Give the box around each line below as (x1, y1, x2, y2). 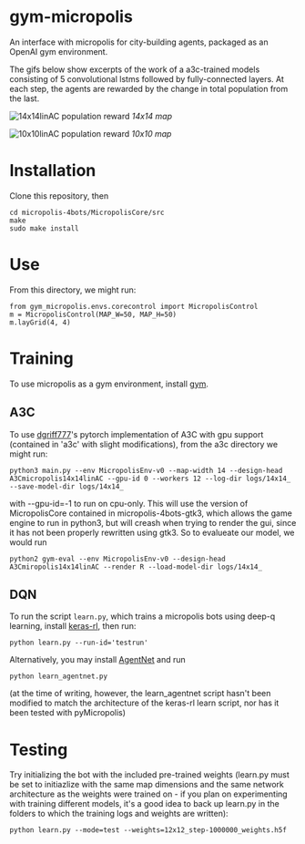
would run (9, 536, 47, 548)
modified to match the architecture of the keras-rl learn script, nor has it (9, 697, 280, 708)
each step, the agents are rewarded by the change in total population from (9, 83, 289, 94)
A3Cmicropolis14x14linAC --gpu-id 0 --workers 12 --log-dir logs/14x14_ (9, 474, 291, 483)
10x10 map (131, 128, 172, 139)
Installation (9, 160, 97, 181)
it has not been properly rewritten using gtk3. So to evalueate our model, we (9, 527, 295, 538)
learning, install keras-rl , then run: (9, 621, 137, 632)
